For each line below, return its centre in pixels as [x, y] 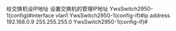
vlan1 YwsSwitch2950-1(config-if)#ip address [113, 15]
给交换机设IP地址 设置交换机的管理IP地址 [57, 9]
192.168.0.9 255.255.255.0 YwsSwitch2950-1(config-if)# [77, 22]
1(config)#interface [30, 15]
